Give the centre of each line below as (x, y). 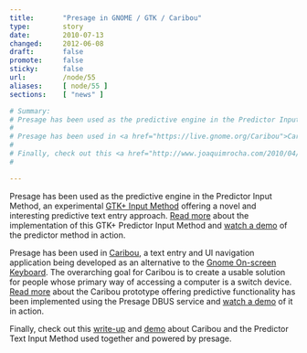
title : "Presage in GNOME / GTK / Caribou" (106, 18)
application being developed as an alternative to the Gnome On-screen (143, 262)
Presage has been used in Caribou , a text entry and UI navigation (132, 252)
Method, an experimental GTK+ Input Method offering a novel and (133, 206)
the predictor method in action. (68, 235)
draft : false (47, 52)
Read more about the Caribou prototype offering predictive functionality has (153, 291)
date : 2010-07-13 (57, 35)
